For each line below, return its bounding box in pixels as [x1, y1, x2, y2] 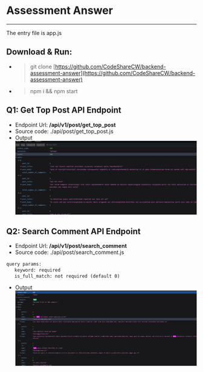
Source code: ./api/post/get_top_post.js [14, 128, 114, 135]
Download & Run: [6, 47, 72, 57]
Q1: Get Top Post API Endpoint [6, 105, 122, 116]
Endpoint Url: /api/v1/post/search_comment [14, 243, 127, 250]
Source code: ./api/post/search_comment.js [14, 249, 124, 256]
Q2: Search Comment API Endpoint [6, 226, 141, 237]
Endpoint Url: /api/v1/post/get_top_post [14, 121, 116, 128]
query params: [6, 261, 42, 267]
